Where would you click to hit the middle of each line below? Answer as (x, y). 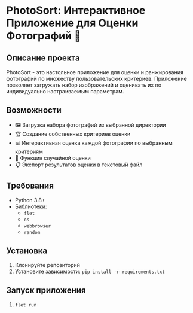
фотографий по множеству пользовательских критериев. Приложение (96, 79)
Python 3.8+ (30, 200)
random (32, 232)
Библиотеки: (31, 206)
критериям (29, 151)
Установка (27, 251)
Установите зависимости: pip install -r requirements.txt (90, 271)
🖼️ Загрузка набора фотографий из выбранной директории (90, 125)
